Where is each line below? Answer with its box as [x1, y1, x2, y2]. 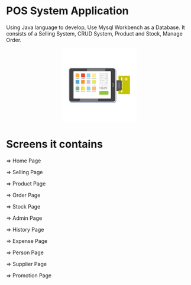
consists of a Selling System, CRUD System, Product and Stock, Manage [6, 30, 183, 37]
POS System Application [6, 4, 129, 18]
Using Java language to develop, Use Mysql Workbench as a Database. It [6, 24, 185, 31]
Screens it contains [6, 137, 103, 151]
